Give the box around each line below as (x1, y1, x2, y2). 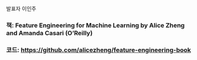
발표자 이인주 (6, 5, 37, 12)
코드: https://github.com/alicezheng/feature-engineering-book (6, 46, 191, 54)
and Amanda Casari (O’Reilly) (6, 29, 93, 37)
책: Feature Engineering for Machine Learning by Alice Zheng (6, 21, 185, 29)
